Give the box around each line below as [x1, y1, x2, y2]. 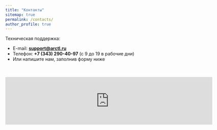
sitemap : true [5, 12, 36, 17]
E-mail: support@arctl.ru [12, 45, 67, 51]
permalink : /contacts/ [5, 17, 53, 22]
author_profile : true [5, 21, 51, 27]
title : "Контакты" [5, 7, 44, 13]
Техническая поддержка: [5, 36, 61, 42]
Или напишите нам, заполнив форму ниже [12, 56, 105, 62]
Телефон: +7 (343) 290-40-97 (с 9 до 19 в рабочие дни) [12, 51, 134, 57]
